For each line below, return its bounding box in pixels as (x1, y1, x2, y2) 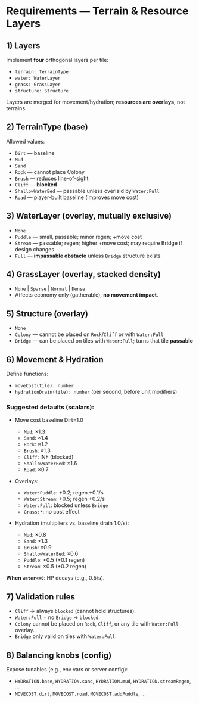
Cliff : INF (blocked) (23, 453, 74, 461)
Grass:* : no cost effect (23, 508, 80, 515)
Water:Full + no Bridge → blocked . (14, 614, 100, 621)
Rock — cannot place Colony (14, 168, 85, 175)
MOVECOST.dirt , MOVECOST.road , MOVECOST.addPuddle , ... (14, 690, 146, 697)
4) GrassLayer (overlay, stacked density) (6, 269, 161, 279)
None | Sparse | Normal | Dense (14, 285, 85, 293)
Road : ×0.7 (23, 466, 49, 473)
